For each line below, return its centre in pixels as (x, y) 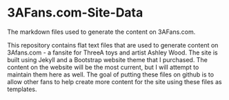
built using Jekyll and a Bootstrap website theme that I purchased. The (108, 59)
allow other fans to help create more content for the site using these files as (114, 81)
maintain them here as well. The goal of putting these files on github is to (111, 74)
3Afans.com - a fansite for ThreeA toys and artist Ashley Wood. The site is (113, 52)
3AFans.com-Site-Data (75, 13)
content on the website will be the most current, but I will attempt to (103, 67)
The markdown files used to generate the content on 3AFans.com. (101, 32)
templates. (22, 89)
